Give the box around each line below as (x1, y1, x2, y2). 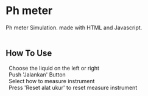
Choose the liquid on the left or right (8, 64, 100, 72)
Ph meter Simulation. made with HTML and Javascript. (5, 24, 143, 31)
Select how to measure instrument (8, 77, 95, 84)
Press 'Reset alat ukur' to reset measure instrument (8, 84, 138, 91)
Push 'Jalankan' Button (8, 71, 66, 78)
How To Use (5, 48, 52, 59)
